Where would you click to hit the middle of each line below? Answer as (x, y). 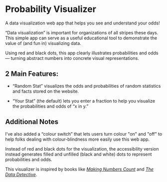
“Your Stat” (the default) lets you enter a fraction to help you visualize (84, 101)
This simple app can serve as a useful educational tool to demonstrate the (81, 38)
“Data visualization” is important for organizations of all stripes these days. (82, 32)
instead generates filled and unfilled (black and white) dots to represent (79, 154)
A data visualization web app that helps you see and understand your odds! (83, 23)
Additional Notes (32, 122)
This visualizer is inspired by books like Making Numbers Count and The (79, 169)
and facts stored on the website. (45, 91)
